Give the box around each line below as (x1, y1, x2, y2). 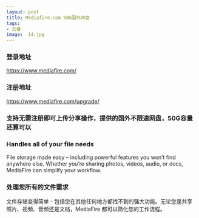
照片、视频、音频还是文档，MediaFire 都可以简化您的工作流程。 (6, 205, 166, 213)
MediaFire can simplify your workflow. (6, 166, 102, 174)
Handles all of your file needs (6, 139, 94, 148)
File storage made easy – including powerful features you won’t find (6, 153, 176, 161)
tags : (6, 20, 20, 26)
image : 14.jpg (6, 32, 45, 38)
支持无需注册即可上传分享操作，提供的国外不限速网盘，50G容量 (6, 114, 193, 122)
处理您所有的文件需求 (6, 183, 69, 191)
